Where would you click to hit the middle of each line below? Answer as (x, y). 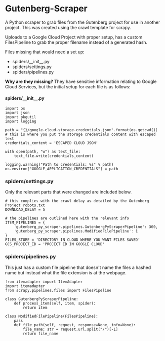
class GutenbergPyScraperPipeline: (42, 299)
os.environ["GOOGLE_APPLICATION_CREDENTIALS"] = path (62, 169)
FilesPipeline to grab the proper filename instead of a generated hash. (76, 42)
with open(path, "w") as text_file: (43, 152)
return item (35, 307)
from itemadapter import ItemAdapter (44, 282)
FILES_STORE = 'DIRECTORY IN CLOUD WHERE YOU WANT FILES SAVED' (73, 240)
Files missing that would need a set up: (45, 52)
